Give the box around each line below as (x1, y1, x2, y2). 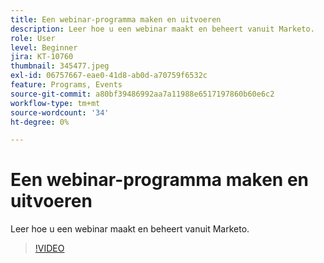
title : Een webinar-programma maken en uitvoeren (10, 14, 222, 25)
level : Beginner (10, 42, 78, 53)
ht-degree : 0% (10, 117, 70, 127)
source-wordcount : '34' (10, 107, 110, 118)
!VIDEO (34, 242, 65, 255)
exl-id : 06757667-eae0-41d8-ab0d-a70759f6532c (10, 71, 208, 81)
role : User (10, 33, 56, 43)
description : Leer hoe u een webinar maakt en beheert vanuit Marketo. (10, 24, 315, 34)
